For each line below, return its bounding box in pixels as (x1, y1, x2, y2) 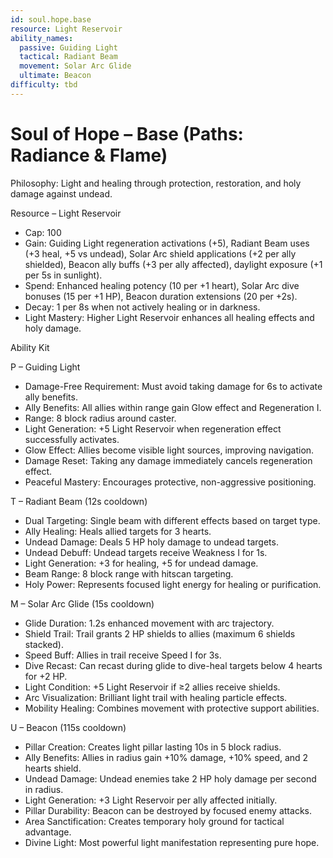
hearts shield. (24, 762, 82, 774)
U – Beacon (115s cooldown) (10, 721, 127, 733)
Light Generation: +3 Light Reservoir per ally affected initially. (24, 794, 278, 806)
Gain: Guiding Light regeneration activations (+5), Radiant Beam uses (24, 237, 310, 249)
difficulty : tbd (10, 80, 78, 90)
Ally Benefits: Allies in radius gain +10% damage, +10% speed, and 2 (24, 751, 309, 763)
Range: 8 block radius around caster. (24, 412, 177, 424)
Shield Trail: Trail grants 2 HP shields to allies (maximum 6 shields (24, 627, 296, 640)
